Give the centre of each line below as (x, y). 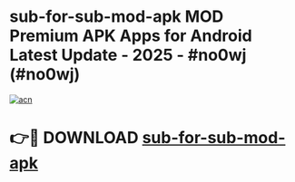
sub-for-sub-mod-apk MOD (117, 17)
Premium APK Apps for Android (131, 36)
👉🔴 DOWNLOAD (74, 138)
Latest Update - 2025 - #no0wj (128, 55)
